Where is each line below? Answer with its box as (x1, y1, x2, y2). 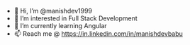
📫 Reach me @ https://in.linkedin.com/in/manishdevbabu (13, 30, 183, 38)
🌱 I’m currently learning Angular (13, 22, 108, 30)
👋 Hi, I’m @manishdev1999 (13, 7, 93, 15)
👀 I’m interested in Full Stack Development (13, 14, 138, 22)
